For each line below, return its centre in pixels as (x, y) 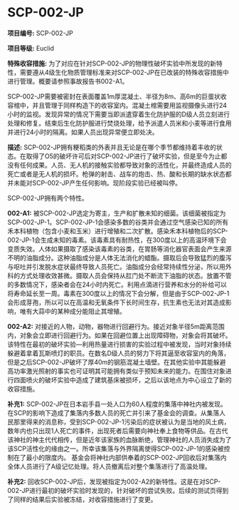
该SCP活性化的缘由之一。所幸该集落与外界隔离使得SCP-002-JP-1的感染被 (116, 448)
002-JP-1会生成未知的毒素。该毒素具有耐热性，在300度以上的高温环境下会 (117, 240)
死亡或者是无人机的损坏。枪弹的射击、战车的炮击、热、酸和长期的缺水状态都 (119, 174)
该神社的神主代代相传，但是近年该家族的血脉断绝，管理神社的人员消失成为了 (119, 439)
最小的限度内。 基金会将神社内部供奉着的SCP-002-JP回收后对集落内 (126, 457)
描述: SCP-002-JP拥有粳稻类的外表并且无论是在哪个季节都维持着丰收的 (112, 147)
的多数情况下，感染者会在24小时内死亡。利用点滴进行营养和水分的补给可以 (117, 284)
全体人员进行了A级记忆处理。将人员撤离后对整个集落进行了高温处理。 (109, 466)
